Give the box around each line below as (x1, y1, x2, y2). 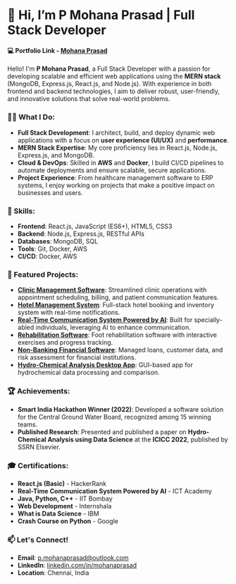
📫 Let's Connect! (7, 535, 69, 544)
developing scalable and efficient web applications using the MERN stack (7, 72, 221, 81)
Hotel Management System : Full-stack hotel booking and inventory (17, 301, 215, 309)
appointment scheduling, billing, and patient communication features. (17, 293, 219, 302)
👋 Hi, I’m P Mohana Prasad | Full (7, 7, 195, 23)
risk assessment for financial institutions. (17, 353, 137, 362)
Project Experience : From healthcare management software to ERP (17, 173, 213, 181)
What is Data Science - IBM (17, 509, 100, 518)
